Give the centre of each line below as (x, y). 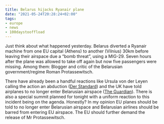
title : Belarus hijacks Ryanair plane (45, 9)
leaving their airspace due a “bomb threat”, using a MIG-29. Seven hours (78, 56)
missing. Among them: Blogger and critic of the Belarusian (64, 67)
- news (12, 28)
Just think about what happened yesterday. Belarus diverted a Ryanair (76, 46)
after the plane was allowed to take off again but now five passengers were (81, 62)
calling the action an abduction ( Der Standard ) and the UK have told (73, 86)
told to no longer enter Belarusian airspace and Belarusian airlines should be (82, 107)
